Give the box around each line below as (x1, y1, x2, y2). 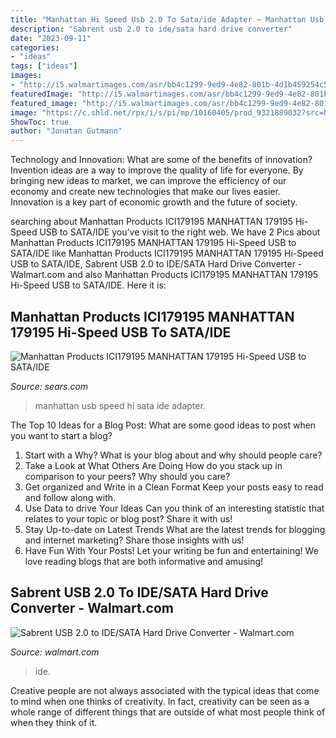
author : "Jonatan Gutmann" (10, 126, 123, 136)
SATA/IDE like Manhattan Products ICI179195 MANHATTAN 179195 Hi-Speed (10, 247, 324, 260)
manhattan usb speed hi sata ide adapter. (34, 399, 206, 411)
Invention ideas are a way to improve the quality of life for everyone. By (10, 164, 304, 176)
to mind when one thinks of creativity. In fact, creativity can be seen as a (10, 695, 310, 707)
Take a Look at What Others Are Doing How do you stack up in (24, 459, 283, 471)
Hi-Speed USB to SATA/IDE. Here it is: (10, 279, 167, 291)
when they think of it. (10, 716, 98, 728)
